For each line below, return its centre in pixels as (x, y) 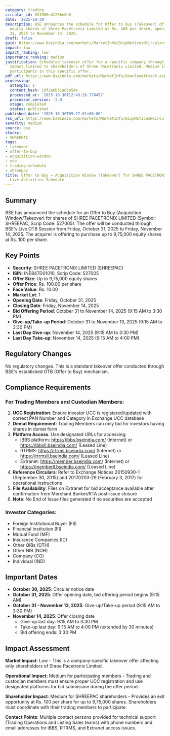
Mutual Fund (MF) (31, 534)
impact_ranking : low (27, 52)
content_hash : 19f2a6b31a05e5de (44, 90)
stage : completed (28, 105)
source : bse (18, 128)
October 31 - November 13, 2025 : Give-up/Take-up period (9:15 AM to (86, 606)
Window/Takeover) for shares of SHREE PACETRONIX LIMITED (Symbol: (80, 218)
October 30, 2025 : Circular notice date (53, 589)
